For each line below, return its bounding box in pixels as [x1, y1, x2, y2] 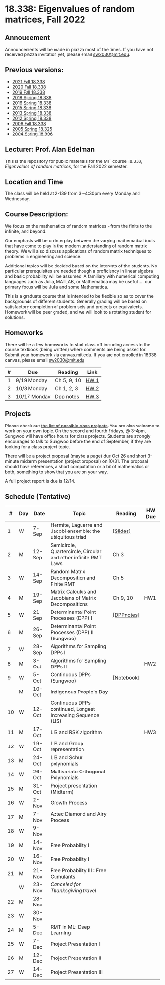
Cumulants [50, 873, 76, 879]
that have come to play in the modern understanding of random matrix [5, 243, 147, 249]
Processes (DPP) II [50, 629, 94, 636]
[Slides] [112, 528, 131, 534]
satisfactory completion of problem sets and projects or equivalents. [5, 304, 143, 310]
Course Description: [5, 210, 68, 218]
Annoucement [5, 33, 50, 42]
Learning [50, 929, 71, 936]
